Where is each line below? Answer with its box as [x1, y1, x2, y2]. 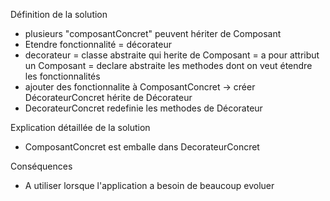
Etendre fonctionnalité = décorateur [24, 39, 172, 50]
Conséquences [10, 160, 73, 172]
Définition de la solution [10, 9, 108, 20]
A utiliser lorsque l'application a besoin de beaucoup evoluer [24, 180, 275, 191]
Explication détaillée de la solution [10, 122, 151, 133]
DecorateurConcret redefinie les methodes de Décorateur [24, 102, 263, 114]
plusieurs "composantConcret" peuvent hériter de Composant [24, 28, 282, 39]
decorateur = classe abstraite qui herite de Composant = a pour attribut [24, 49, 320, 61]
